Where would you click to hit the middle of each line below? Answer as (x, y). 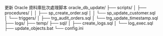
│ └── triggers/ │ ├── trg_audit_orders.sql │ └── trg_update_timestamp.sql (81, 18)
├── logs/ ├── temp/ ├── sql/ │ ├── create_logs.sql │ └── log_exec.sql (79, 23)
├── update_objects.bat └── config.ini (44, 28)
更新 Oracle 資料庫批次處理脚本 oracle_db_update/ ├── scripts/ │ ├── (76, 7)
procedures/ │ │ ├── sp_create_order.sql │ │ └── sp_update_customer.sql (80, 13)
